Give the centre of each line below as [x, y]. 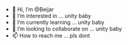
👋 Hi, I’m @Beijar [33, 9]
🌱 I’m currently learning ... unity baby [58, 22]
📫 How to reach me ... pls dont [51, 36]
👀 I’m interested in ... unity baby [52, 16]
